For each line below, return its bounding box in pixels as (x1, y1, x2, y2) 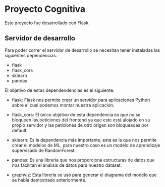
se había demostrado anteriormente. (11, 177, 87, 183)
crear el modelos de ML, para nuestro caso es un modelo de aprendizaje (11, 142, 161, 148)
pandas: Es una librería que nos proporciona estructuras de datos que (11, 157, 155, 163)
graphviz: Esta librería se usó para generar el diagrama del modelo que (11, 172, 157, 178)
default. (11, 127, 28, 133)
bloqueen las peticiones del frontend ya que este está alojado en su (11, 117, 151, 123)
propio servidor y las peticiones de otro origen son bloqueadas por (11, 122, 149, 128)
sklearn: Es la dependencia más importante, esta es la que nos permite (11, 137, 157, 143)
